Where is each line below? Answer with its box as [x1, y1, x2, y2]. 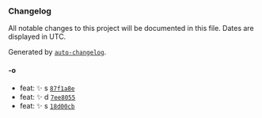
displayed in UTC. [8, 32, 66, 41]
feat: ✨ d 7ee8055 [19, 92, 76, 101]
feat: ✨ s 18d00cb [19, 101, 75, 110]
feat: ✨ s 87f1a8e [19, 83, 75, 93]
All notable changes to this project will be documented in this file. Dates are [8, 24, 255, 33]
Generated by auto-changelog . [8, 48, 107, 57]
